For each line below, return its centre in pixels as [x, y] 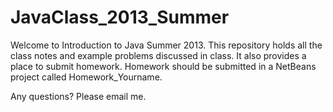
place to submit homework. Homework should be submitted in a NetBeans [163, 66]
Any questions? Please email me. [78, 96]
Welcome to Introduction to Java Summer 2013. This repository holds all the [166, 45]
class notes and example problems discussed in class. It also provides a [158, 55]
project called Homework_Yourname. [86, 77]
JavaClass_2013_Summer [120, 17]
